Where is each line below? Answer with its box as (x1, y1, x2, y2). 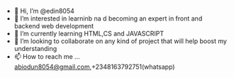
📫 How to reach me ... (13, 52, 80, 60)
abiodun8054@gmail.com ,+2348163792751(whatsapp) (13, 62, 175, 71)
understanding (13, 45, 57, 52)
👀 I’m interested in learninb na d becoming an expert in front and (13, 14, 203, 23)
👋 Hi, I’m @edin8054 (13, 7, 74, 15)
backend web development (13, 22, 94, 30)
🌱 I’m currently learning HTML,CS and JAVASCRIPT (13, 29, 165, 38)
